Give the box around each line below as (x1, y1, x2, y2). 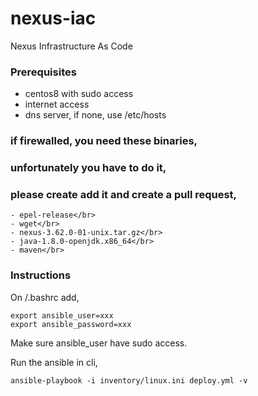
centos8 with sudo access (24, 88, 134, 100)
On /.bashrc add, (10, 291, 80, 303)
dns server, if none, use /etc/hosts (24, 109, 167, 121)
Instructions (10, 268, 72, 282)
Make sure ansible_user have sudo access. (10, 337, 188, 349)
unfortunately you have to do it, (10, 161, 167, 175)
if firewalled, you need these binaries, (10, 134, 198, 148)
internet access (24, 98, 90, 111)
